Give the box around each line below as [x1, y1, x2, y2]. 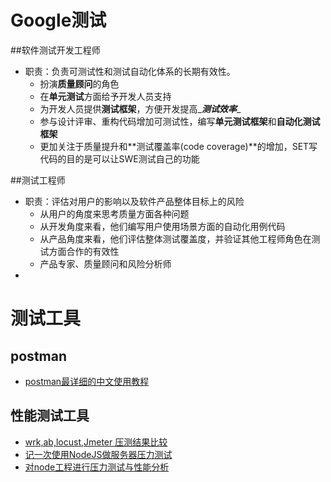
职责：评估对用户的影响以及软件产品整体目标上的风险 [24, 195, 245, 207]
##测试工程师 [10, 174, 66, 186]
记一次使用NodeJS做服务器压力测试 [24, 448, 173, 460]
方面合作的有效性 [48, 245, 120, 257]
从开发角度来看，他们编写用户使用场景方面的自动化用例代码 [39, 220, 286, 232]
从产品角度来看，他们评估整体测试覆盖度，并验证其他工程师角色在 [39, 232, 312, 245]
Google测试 [10, 9, 107, 32]
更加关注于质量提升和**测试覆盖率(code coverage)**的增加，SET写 [39, 140, 318, 152]
